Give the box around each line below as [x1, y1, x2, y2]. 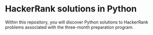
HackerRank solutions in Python [5, 3, 137, 14]
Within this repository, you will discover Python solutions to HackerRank [5, 19, 149, 25]
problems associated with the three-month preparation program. [5, 24, 134, 30]
